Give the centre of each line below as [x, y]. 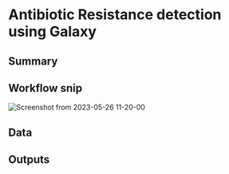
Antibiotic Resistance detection [115, 15]
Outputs [29, 160]
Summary [33, 61]
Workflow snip [45, 88]
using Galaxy [53, 32]
